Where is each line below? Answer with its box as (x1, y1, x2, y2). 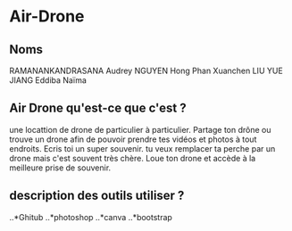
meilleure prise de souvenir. (9, 162, 112, 173)
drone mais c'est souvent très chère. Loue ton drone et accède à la (9, 153, 256, 163)
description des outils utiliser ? (9, 188, 185, 203)
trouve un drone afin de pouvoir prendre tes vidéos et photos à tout (9, 134, 257, 144)
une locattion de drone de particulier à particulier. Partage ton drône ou (9, 124, 271, 135)
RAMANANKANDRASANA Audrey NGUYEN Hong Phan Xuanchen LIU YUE (9, 65, 283, 76)
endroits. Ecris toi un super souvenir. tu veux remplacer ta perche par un (9, 143, 276, 153)
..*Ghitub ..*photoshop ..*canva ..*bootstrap (9, 211, 172, 222)
